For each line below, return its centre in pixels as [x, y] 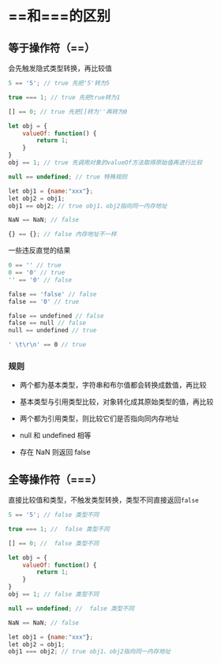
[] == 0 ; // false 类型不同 [54, 543]
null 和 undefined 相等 [55, 436]
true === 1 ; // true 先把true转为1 [64, 97]
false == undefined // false [56, 316]
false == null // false [47, 323]
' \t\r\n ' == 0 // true [47, 345]
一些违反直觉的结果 [39, 250]
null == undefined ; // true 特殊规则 [68, 177]
